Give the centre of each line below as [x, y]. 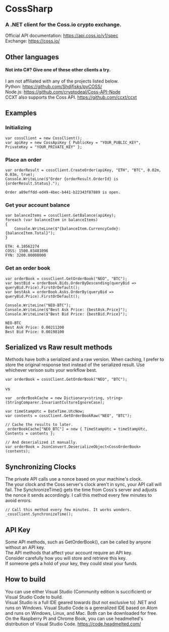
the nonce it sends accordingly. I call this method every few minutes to [79, 495]
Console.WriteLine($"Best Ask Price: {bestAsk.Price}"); [66, 309]
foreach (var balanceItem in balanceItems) [52, 220]
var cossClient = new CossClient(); [44, 138]
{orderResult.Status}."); [32, 184]
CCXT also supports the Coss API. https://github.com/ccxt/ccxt [71, 97]
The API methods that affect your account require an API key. [69, 553]
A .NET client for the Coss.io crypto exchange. [63, 25]
